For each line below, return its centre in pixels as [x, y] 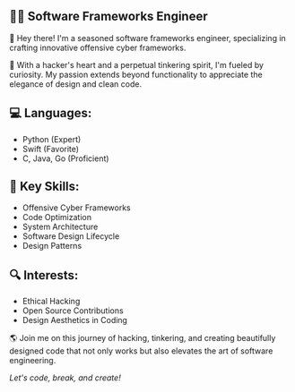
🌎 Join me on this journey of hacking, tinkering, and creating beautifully [143, 338]
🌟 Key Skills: [44, 187]
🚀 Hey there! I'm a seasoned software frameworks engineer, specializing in [148, 38]
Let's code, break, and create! [65, 378]
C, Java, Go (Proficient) [65, 158]
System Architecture [60, 227]
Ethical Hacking [51, 302]
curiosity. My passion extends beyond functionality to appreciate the [136, 74]
